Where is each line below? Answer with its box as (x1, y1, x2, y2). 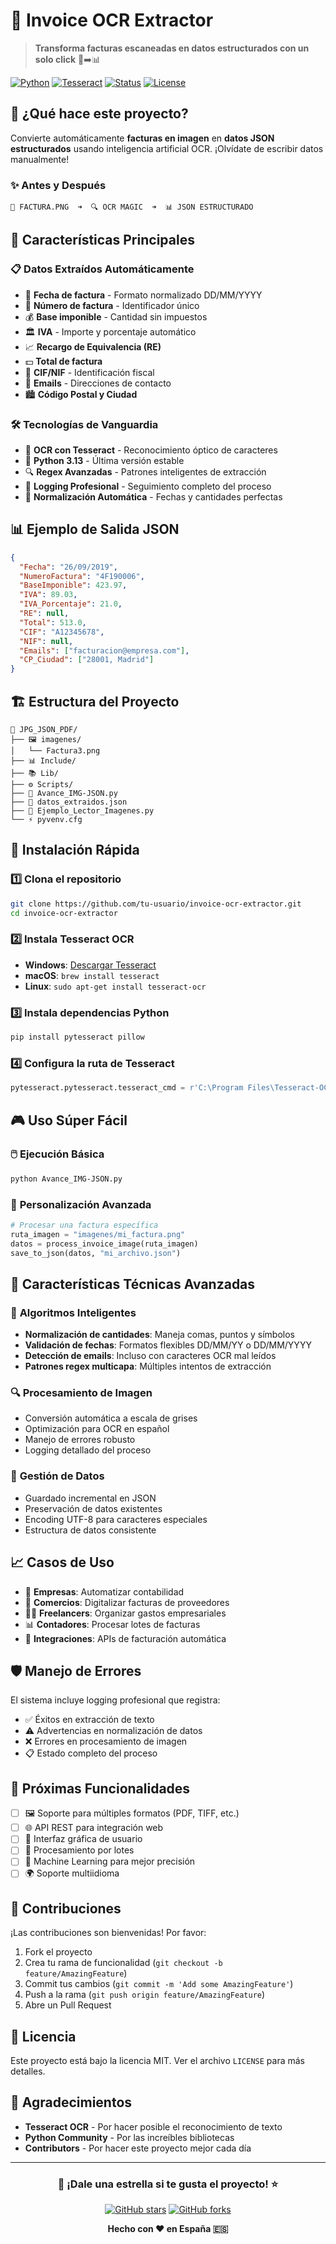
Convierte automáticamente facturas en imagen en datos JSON (10, 132, 275, 144)
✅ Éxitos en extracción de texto (24, 1714, 155, 1726)
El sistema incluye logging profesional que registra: (10, 1694, 221, 1706)
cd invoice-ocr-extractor (10, 908, 118, 918)
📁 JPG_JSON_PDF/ (10, 725, 78, 735)
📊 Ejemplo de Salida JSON (10, 521, 180, 538)
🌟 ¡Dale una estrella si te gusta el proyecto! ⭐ (57, 2177, 279, 2191)
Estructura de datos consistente (24, 1524, 157, 1536)
